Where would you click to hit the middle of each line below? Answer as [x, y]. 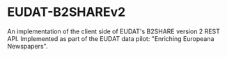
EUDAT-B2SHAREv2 [66, 12]
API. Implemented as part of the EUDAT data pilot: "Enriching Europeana [111, 38]
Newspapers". [28, 46]
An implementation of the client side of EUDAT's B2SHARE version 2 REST [114, 31]
